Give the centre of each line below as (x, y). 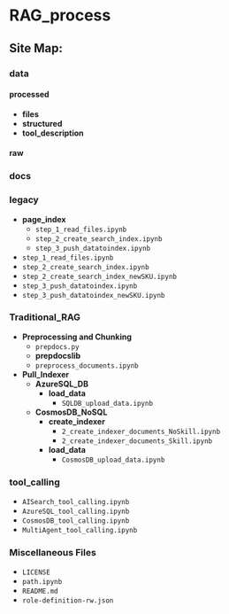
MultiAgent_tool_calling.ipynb (80, 531)
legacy (24, 200)
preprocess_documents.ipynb (87, 365)
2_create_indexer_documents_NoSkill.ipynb (141, 431)
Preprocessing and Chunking (77, 337)
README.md (40, 591)
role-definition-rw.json (68, 601)
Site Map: (36, 48)
